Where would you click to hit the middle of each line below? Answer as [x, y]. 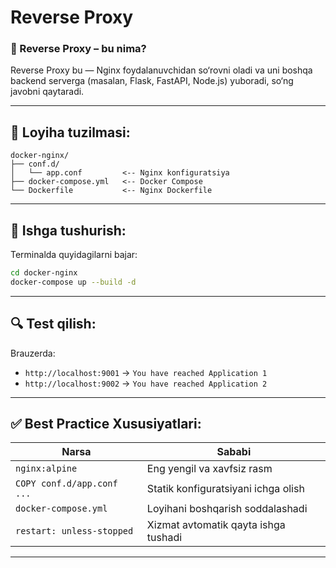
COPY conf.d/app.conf [66, 484]
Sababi [234, 452]
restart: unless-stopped [74, 531]
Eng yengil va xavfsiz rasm [209, 469]
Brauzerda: [33, 353]
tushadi [164, 538]
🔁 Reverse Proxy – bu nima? [78, 49]
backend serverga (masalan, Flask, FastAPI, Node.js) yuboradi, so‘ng [152, 81]
